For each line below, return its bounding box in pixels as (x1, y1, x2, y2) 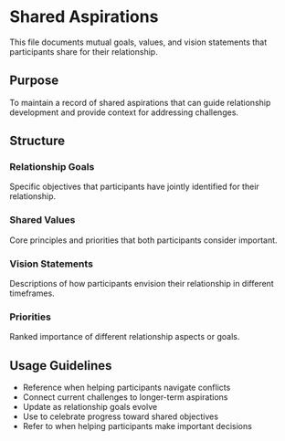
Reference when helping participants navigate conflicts (22, 382, 231, 394)
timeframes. (9, 288, 55, 299)
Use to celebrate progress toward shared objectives (22, 411, 219, 422)
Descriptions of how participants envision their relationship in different (9, 278, 274, 289)
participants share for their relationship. (9, 46, 158, 57)
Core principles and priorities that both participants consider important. (9, 235, 278, 246)
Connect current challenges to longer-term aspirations (22, 392, 228, 403)
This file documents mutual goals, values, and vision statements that (9, 37, 268, 47)
